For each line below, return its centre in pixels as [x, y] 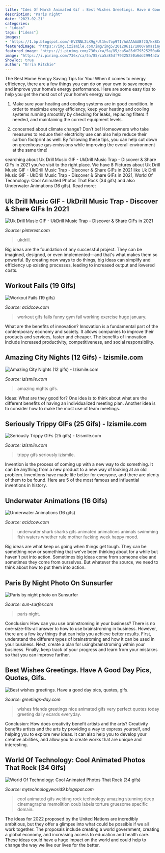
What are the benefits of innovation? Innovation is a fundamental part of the [82, 326]
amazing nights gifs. [38, 388]
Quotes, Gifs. [26, 678]
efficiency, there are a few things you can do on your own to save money [79, 84]
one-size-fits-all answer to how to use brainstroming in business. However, [81, 629]
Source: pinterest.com [27, 230]
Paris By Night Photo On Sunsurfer [59, 583]
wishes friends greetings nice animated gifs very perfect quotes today [88, 709]
